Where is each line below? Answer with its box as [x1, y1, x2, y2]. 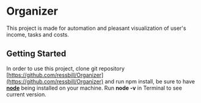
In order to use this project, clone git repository [6, 65, 125, 72]
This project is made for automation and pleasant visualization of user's [6, 24, 186, 32]
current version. [6, 90, 47, 98]
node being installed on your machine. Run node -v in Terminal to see [6, 84, 182, 91]
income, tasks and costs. [6, 30, 69, 38]
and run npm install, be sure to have [104, 77, 196, 85]
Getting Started [6, 49, 67, 59]
